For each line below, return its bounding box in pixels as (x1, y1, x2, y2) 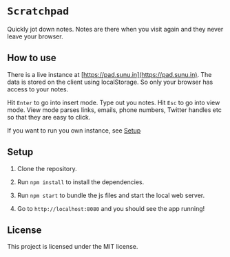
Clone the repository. (17, 164, 77, 172)
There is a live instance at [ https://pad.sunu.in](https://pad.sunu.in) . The (7, 70, 212, 78)
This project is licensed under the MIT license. (7, 243, 138, 251)
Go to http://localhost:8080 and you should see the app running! (17, 204, 205, 212)
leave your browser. (7, 32, 63, 41)
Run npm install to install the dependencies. (17, 177, 145, 186)
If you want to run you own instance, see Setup (7, 126, 141, 135)
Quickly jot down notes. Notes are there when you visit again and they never (7, 25, 224, 33)
